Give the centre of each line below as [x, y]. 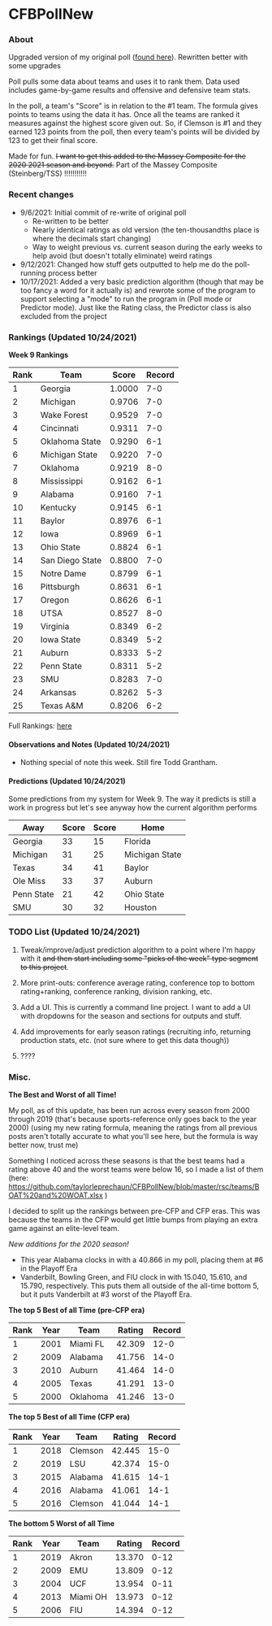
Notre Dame [63, 574]
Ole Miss [29, 881]
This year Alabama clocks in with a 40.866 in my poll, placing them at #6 [142, 1260]
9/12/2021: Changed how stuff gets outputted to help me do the [126, 264]
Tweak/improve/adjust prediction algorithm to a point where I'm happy [138, 950]
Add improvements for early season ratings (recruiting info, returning [136, 1031]
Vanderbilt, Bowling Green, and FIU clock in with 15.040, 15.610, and [134, 1277]
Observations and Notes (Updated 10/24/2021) [89, 744]
